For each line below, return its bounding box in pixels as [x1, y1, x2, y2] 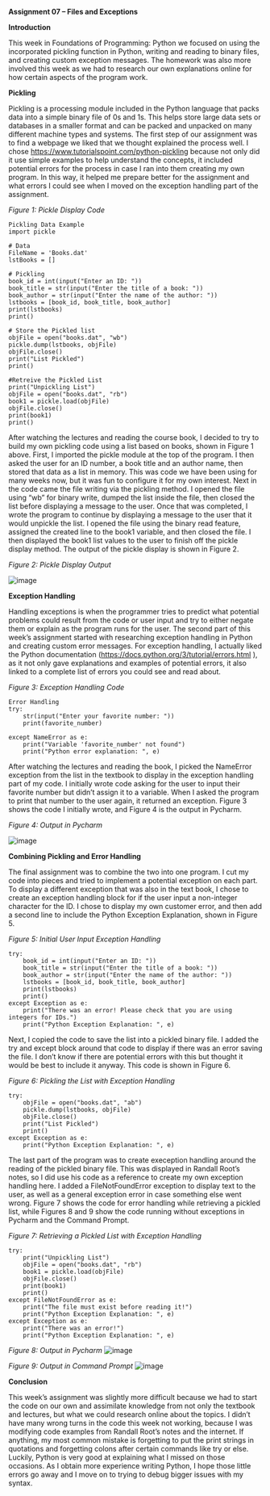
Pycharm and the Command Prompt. [8, 1215, 130, 1225]
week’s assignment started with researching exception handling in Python [8, 633, 253, 642]
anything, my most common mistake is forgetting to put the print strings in [8, 1435, 254, 1444]
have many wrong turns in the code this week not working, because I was [8, 1418, 253, 1427]
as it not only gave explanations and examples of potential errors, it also [8, 658, 247, 668]
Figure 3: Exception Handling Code [8, 682, 125, 692]
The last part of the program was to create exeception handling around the [8, 1155, 256, 1165]
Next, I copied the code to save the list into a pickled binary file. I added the [8, 1035, 260, 1044]
